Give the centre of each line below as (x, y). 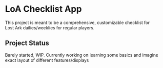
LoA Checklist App (43, 9)
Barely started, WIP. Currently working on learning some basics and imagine (82, 55)
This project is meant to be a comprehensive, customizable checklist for (77, 23)
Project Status (27, 43)
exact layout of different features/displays (47, 60)
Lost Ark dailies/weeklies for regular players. (50, 27)
